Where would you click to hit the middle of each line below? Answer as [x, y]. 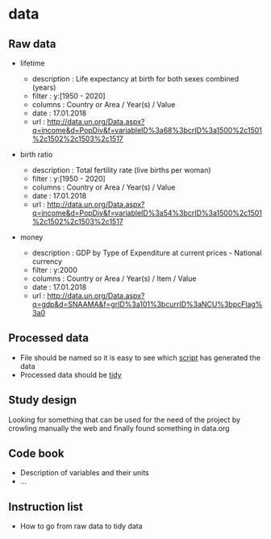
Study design [43, 400]
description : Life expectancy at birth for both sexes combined [135, 79]
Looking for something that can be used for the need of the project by [124, 420]
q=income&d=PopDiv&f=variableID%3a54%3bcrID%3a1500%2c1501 [147, 213]
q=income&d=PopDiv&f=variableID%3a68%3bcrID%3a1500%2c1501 [147, 130]
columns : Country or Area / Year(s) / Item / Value [114, 278]
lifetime [32, 63]
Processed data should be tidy [71, 374]
